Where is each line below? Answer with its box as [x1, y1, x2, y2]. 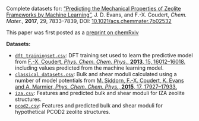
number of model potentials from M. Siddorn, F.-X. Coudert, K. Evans [14, 77, 184, 84]
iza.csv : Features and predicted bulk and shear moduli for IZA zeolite [14, 90, 185, 96]
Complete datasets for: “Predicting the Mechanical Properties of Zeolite [6, 5, 181, 12]
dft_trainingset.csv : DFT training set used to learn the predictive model [14, 52, 193, 58]
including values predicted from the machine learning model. [14, 64, 164, 71]
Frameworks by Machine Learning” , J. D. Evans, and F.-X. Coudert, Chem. [6, 11, 187, 18]
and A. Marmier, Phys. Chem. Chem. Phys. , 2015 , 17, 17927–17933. [14, 83, 177, 90]
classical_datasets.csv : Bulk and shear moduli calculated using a [14, 71, 177, 77]
